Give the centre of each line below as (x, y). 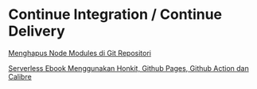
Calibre (20, 76)
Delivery (37, 31)
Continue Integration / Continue (115, 15)
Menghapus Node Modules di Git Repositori (80, 53)
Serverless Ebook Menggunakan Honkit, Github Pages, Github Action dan (128, 68)
